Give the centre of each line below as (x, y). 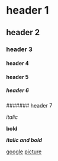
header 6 (17, 90)
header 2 (23, 32)
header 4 (17, 64)
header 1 (28, 10)
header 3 (19, 49)
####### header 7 (29, 105)
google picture (24, 151)
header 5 (17, 77)
